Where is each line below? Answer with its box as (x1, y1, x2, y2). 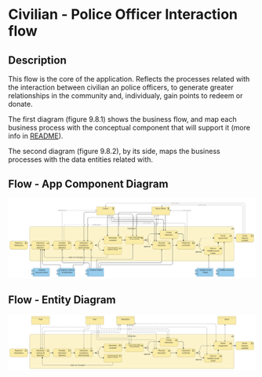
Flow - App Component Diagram (8, 178, 169, 191)
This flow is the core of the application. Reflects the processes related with (8, 75, 250, 83)
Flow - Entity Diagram (8, 293, 116, 307)
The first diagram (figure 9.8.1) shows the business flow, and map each (8, 115, 237, 123)
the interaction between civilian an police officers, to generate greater (8, 82, 234, 92)
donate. (8, 100, 33, 108)
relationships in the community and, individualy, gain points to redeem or (8, 91, 243, 100)
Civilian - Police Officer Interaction (8, 5, 238, 24)
